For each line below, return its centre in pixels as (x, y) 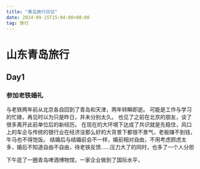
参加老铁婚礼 (25, 95)
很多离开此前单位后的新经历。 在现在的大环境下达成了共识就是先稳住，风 (96, 124)
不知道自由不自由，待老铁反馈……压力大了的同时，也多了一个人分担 (111, 147)
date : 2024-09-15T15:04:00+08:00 (48, 17)
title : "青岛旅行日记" (32, 12)
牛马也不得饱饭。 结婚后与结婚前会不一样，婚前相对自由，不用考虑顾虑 (94, 140)
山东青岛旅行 (38, 54)
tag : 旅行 (17, 23)
